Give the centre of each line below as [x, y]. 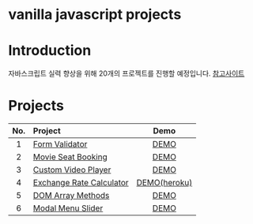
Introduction [50, 51]
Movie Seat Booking [70, 157]
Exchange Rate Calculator [81, 183]
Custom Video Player [72, 170]
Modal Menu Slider [68, 208]
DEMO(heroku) [164, 183]
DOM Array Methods [71, 196]
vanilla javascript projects [95, 15]
